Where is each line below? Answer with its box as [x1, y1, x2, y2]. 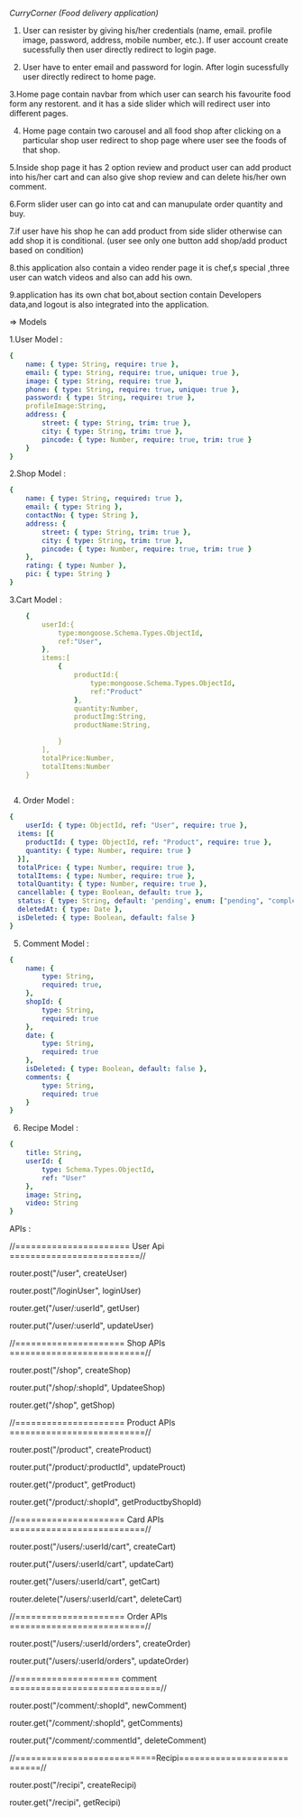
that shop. [22, 144, 60, 155]
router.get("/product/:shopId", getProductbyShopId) [9, 1497, 202, 1508]
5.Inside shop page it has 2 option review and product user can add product [9, 162, 291, 172]
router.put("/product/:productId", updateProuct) [9, 1462, 187, 1473]
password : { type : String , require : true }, [25, 393, 196, 402]
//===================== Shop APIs [9, 1338, 166, 1349]
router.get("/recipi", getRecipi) [9, 1797, 122, 1808]
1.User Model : [9, 334, 63, 344]
